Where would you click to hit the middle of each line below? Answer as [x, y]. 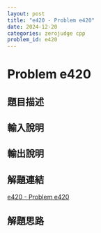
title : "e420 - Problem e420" [51, 20]
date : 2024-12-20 [32, 27]
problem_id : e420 [32, 40]
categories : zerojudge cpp [46, 33]
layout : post [26, 14]
